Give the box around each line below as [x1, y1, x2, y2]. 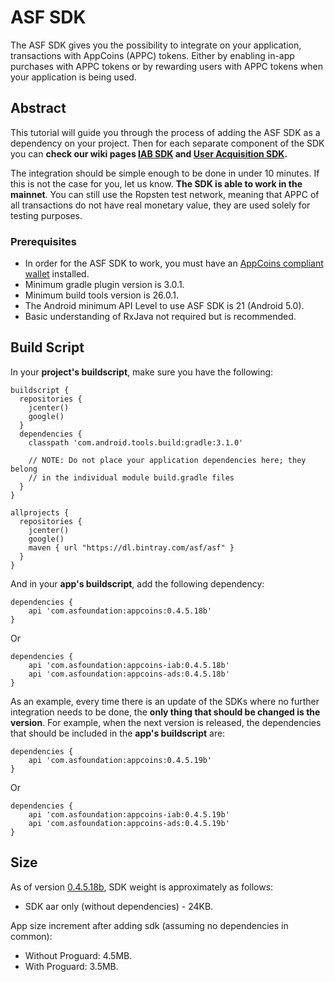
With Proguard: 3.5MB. [24, 960, 119, 972]
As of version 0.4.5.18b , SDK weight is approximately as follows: [10, 881, 274, 893]
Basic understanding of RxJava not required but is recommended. [24, 311, 297, 323]
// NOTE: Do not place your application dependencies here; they [28, 455, 307, 465]
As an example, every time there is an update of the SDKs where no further [10, 695, 320, 707]
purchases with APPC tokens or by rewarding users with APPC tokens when [10, 60, 323, 72]
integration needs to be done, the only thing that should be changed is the [10, 706, 321, 718]
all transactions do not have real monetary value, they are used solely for [10, 199, 311, 211]
